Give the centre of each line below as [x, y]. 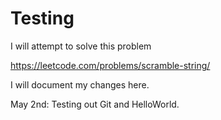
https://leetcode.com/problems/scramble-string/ [110, 65]
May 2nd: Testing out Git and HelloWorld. [95, 104]
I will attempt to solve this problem [81, 46]
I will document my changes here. [80, 84]
